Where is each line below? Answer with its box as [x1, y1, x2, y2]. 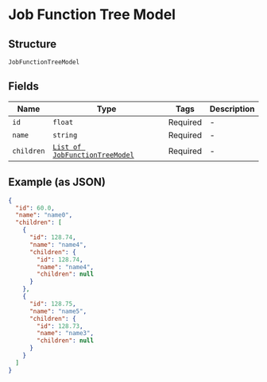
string [52, 130, 78, 140]
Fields [8, 79, 40, 93]
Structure [8, 37, 57, 51]
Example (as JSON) [8, 176, 106, 189]
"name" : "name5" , [29, 307, 87, 315]
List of [52, 142, 82, 152]
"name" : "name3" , [37, 330, 94, 338]
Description [209, 103, 255, 114]
